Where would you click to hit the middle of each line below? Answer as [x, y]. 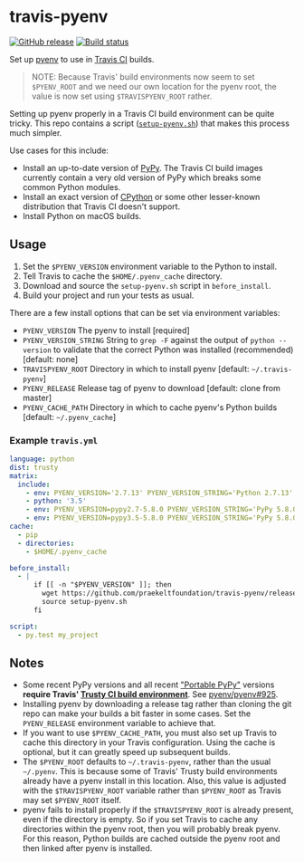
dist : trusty [34, 467]
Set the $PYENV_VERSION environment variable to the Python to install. [150, 266]
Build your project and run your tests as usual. [108, 295]
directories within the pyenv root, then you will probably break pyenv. [151, 829]
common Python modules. [71, 187]
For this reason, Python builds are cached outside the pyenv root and [151, 838]
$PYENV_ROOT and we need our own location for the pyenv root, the [154, 86]
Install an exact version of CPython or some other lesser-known [141, 196]
